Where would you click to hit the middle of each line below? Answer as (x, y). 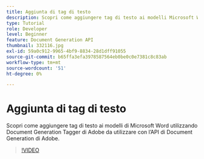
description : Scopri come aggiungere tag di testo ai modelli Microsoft (100, 18)
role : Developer (27, 29)
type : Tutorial (25, 23)
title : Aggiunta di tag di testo (49, 12)
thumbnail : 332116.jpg (35, 46)
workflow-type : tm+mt (34, 62)
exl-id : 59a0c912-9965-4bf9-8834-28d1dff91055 (66, 51)
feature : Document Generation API (50, 40)
